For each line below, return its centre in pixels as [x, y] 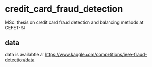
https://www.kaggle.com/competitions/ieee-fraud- [96, 54]
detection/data [20, 60]
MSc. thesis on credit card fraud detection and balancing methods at [74, 22]
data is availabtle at [24, 54]
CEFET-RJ [15, 27]
